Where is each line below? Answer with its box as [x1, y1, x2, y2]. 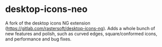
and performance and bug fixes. [5, 36, 71, 42]
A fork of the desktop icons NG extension [5, 20, 90, 26]
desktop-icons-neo [5, 3, 87, 15]
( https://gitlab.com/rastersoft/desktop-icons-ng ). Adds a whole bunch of [5, 25, 155, 31]
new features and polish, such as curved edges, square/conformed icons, [5, 30, 157, 36]
